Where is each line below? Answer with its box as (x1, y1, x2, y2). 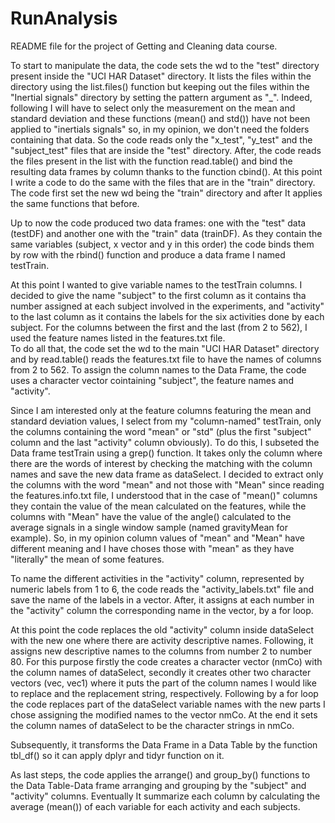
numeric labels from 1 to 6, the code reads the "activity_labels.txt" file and (10, 583, 315, 595)
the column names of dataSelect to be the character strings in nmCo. (10, 719, 295, 731)
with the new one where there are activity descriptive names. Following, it (10, 634, 314, 646)
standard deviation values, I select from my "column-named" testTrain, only (10, 415, 322, 427)
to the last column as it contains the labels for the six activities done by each (10, 310, 325, 322)
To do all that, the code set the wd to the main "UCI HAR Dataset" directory (10, 342, 320, 354)
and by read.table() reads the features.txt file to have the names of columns (10, 353, 322, 365)
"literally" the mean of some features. (10, 553, 165, 565)
